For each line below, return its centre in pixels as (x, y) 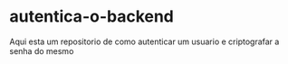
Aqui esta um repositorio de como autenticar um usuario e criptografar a (144, 41)
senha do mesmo (42, 50)
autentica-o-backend (92, 17)
